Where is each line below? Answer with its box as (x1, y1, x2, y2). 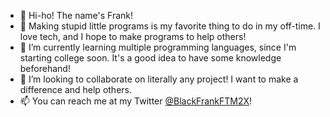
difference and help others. (19, 84, 132, 95)
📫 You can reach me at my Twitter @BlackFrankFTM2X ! (19, 95, 253, 107)
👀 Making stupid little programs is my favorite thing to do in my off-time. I (19, 20, 321, 32)
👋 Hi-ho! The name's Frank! (19, 10, 134, 21)
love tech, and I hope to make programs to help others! (19, 31, 247, 42)
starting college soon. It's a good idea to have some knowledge (19, 52, 282, 64)
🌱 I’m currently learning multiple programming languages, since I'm (19, 41, 297, 53)
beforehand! (19, 63, 71, 74)
